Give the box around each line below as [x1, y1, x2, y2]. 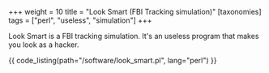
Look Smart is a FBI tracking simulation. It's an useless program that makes [8, 32, 259, 41]
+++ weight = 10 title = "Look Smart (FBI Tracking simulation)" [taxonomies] [8, 7, 262, 16]
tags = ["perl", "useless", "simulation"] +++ [8, 15, 152, 25]
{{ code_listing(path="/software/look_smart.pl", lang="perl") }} [8, 56, 217, 65]
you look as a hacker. [8, 40, 79, 49]
